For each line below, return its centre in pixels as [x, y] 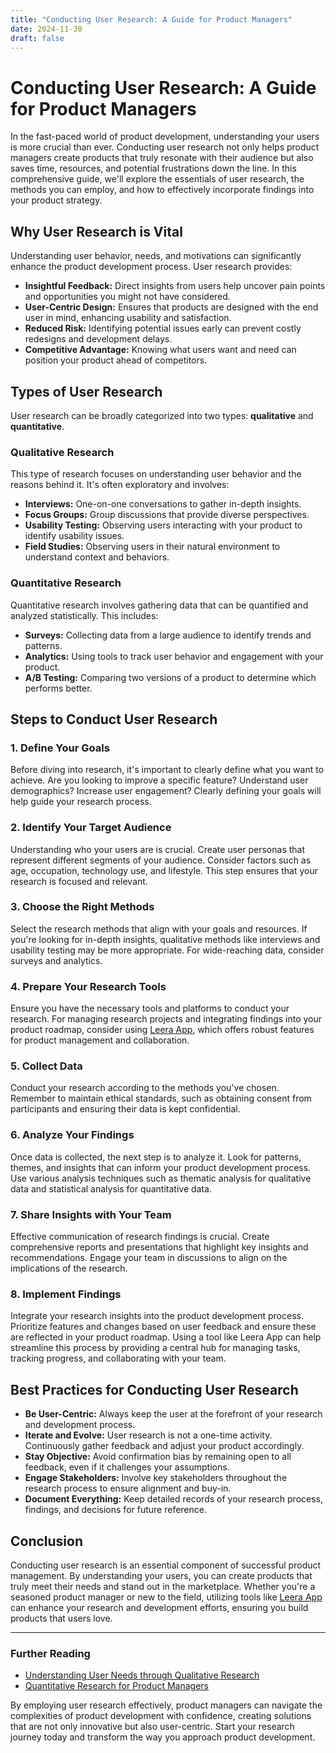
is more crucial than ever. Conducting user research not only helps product [165, 147]
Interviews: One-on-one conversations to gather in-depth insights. [163, 504]
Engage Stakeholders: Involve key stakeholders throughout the [156, 1478]
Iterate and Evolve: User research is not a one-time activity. [148, 1435]
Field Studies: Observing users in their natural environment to [152, 547]
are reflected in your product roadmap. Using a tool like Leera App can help [166, 1337]
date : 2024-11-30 [46, 29]
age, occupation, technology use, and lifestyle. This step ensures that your [164, 870]
